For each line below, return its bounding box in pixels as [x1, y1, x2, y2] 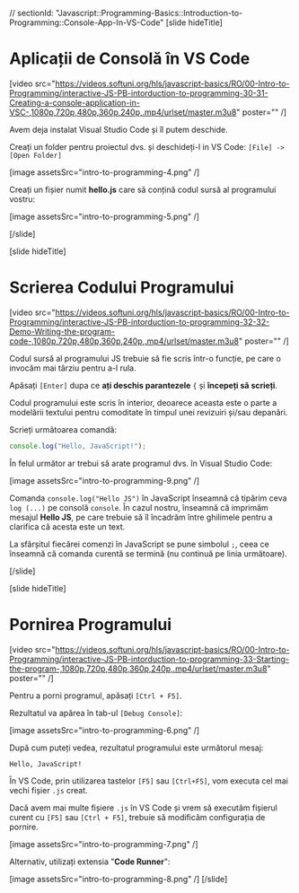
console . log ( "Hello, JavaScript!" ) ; [9, 442, 146, 451]
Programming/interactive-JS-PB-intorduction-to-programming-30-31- [9, 87, 268, 98]
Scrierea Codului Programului [9, 277, 234, 298]
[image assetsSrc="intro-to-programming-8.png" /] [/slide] [9, 873, 228, 884]
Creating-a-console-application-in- [9, 97, 141, 108]
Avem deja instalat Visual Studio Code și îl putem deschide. [9, 124, 228, 135]
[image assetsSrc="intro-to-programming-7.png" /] [9, 838, 199, 849]
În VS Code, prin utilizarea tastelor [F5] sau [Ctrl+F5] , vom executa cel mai [9, 775, 289, 786]
